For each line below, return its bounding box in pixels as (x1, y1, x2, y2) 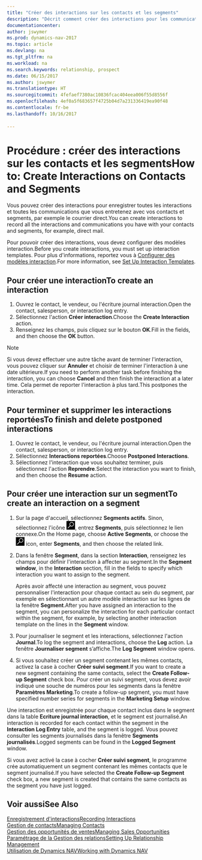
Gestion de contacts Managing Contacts (7, 822, 105, 829)
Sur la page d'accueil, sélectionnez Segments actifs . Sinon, (15, 514, 164, 521)
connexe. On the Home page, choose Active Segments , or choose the (15, 530, 188, 537)
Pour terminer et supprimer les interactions (7, 405, 172, 415)
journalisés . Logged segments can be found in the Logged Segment (7, 738, 176, 745)
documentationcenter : (7, 22, 61, 28)
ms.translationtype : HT (7, 86, 67, 92)
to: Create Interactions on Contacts (7, 169, 186, 183)
